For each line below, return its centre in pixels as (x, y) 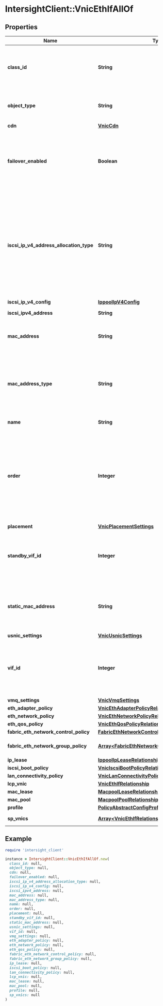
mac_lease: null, (27, 982)
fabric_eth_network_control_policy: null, (53, 954)
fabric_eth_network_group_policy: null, (51, 959)
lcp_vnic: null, (26, 977)
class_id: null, (26, 864)
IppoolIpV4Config (119, 302)
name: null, (22, 904)
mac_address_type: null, (34, 900)
